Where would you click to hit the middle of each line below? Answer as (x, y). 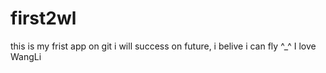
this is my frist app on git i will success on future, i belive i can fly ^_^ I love (163, 46)
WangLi (26, 56)
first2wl (43, 18)
